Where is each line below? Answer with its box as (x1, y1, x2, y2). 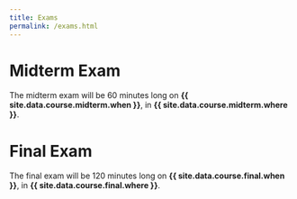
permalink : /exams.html (9, 22, 99, 31)
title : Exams (9, 13, 58, 23)
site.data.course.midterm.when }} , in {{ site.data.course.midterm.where (9, 100, 288, 111)
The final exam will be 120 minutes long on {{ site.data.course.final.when (9, 170, 285, 181)
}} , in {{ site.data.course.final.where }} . (9, 180, 160, 191)
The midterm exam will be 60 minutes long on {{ (9, 90, 189, 101)
